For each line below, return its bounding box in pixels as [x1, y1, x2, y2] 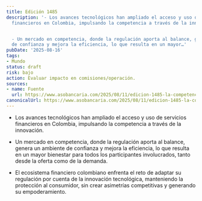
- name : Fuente [6, 86, 44, 92]
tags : [6, 53, 20, 59]
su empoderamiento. [14, 188, 67, 195]
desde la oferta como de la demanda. [14, 157, 108, 164]
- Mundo [6, 58, 26, 64]
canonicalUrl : [6, 97, 42, 104]
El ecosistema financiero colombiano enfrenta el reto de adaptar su [14, 169, 182, 176]
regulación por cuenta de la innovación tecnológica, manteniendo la [14, 175, 183, 182]
